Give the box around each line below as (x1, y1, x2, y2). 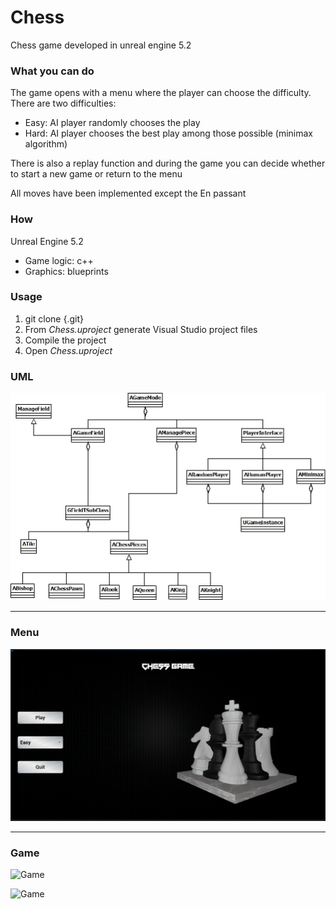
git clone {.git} (24, 312, 84, 325)
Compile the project (24, 334, 107, 346)
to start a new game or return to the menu (10, 168, 183, 180)
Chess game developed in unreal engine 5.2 (10, 39, 192, 51)
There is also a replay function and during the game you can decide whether (10, 157, 326, 170)
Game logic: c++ (24, 254, 94, 266)
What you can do (10, 64, 95, 78)
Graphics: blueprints (24, 265, 109, 277)
